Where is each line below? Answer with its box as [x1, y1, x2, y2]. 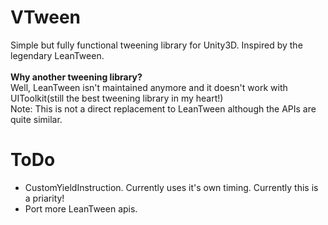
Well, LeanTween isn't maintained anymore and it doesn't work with [10, 81, 288, 93]
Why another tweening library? [10, 71, 143, 83]
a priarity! [24, 192, 65, 204]
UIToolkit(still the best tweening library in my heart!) [10, 92, 224, 104]
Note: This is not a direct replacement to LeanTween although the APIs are [10, 102, 317, 115]
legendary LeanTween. [10, 49, 105, 61]
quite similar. [10, 113, 63, 125]
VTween [10, 6, 82, 29]
